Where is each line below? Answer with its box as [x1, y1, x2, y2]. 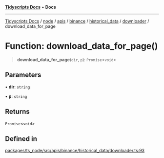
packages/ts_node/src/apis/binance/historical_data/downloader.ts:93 [5, 148, 145, 154]
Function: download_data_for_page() [5, 41, 158, 52]
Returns [5, 108, 30, 116]
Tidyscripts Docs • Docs [5, 4, 56, 10]
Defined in [5, 135, 38, 143]
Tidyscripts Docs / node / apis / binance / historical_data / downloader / [5, 18, 149, 24]
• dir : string [5, 84, 30, 90]
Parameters [5, 71, 41, 79]
